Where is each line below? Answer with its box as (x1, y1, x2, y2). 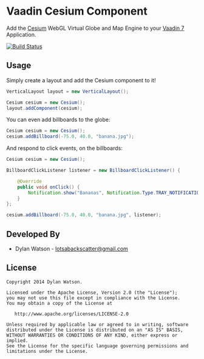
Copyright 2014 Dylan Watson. (6, 279, 83, 285)
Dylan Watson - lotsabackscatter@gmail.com (15, 245, 129, 252)
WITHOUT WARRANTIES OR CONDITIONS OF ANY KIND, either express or (6, 332, 178, 338)
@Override (17, 178, 42, 184)
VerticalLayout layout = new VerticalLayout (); (6, 88, 129, 94)
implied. (6, 337, 29, 344)
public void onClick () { (17, 184, 80, 190)
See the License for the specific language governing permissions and (6, 343, 189, 349)
